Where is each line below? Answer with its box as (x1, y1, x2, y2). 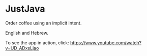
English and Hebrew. (5, 30, 48, 36)
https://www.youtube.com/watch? (70, 39, 142, 46)
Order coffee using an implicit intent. (5, 20, 82, 26)
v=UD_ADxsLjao (5, 45, 39, 51)
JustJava (5, 3, 45, 15)
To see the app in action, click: (5, 39, 70, 46)
